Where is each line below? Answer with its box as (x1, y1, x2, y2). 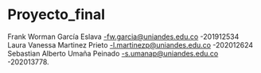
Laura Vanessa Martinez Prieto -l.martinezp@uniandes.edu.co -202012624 (7, 40, 254, 49)
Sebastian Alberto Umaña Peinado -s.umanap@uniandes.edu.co (7, 48, 219, 58)
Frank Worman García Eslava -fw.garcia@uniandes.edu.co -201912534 (7, 32, 240, 41)
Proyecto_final (7, 6, 105, 24)
